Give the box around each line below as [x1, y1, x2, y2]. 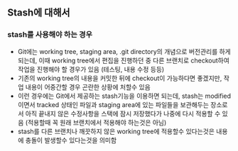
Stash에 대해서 [7, 6, 70, 19]
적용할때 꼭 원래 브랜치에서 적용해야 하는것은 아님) [27, 118, 167, 126]
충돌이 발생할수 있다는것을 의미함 [25, 135, 117, 144]
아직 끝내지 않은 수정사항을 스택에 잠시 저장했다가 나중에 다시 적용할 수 [25, 109, 221, 118]
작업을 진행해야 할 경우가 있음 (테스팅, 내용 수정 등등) [17, 65, 165, 73]
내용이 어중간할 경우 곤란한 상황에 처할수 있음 [25, 82, 151, 91]
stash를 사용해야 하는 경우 [7, 30, 93, 40]
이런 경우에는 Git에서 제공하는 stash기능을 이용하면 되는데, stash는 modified [17, 91, 232, 100]
